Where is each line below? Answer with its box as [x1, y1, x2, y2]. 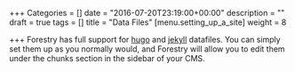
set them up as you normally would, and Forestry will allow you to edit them [9, 44, 286, 54]
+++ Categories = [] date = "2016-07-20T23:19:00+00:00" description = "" [9, 8, 285, 18]
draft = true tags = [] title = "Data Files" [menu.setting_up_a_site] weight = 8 [9, 17, 287, 28]
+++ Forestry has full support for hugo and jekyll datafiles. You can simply [9, 35, 282, 44]
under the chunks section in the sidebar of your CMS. [9, 53, 206, 63]
